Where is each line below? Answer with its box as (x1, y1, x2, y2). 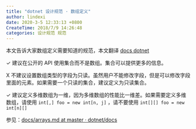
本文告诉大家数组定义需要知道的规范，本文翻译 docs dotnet (6, 47, 149, 54)
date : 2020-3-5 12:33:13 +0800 (6, 19, 82, 25)
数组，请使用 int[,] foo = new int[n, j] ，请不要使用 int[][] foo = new (6, 99, 185, 106)
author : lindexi (6, 14, 46, 20)
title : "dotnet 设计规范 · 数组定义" (6, 8, 91, 15)
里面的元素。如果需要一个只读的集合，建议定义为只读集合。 (6, 79, 150, 86)
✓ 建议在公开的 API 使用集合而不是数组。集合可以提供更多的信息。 (6, 60, 167, 67)
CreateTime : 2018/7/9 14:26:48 (6, 25, 82, 31)
